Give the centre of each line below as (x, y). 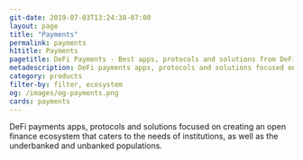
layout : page (34, 26)
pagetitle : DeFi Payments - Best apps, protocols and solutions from (143, 59)
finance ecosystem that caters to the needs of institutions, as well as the (144, 137)
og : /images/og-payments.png (64, 93)
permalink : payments (48, 43)
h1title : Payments (44, 51)
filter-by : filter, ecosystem (66, 84)
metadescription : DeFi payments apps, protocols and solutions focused (147, 68)
